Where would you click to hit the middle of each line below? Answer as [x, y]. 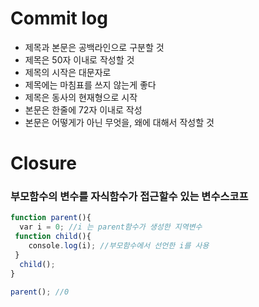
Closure [43, 163]
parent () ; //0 [40, 292]
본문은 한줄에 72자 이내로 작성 [83, 109]
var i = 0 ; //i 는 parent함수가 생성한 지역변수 [111, 227]
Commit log [59, 18]
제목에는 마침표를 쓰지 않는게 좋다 [90, 84]
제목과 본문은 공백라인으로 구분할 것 [94, 47]
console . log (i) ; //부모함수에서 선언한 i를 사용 [119, 246]
